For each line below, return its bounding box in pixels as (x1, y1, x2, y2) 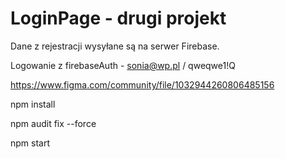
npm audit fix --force (10, 117, 97, 129)
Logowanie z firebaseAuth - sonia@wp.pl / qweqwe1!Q (10, 59, 236, 71)
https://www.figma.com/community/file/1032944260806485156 (10, 78, 275, 91)
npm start (10, 137, 51, 149)
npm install (10, 98, 56, 110)
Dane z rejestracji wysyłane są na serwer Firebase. (10, 40, 220, 52)
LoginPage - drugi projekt (10, 7, 227, 30)
